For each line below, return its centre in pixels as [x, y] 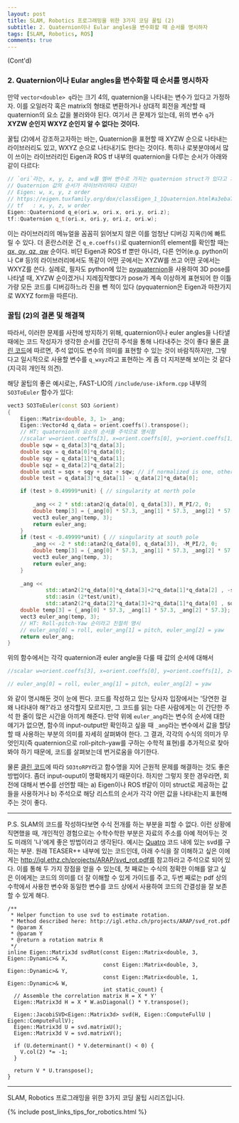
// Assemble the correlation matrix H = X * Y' [86, 996]
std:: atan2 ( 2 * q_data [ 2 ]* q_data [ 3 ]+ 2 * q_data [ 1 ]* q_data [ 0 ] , [135, 604]
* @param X [26, 928]
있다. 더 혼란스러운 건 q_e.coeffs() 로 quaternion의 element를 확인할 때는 [126, 242]
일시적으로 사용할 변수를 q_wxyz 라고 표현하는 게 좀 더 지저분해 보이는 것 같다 [126, 359]
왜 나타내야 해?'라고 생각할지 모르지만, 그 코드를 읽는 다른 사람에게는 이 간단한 [115, 708]
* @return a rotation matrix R [57, 940]
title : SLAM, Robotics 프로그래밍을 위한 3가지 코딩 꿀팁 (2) [91, 21]
